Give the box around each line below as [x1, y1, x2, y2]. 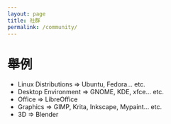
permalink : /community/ [7, 23, 78, 30]
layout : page [7, 10, 46, 18]
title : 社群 [7, 17, 40, 24]
